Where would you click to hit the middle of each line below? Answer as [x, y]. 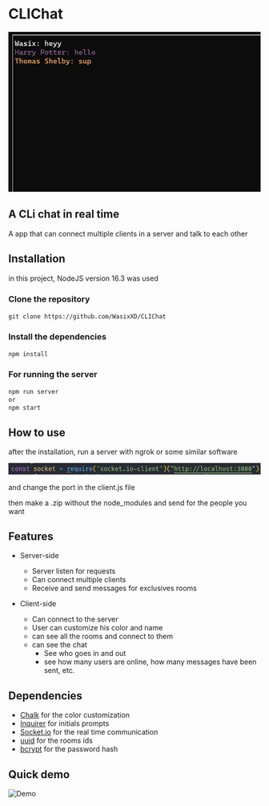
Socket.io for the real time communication [89, 732]
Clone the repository [49, 299]
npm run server [34, 392]
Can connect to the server [75, 619]
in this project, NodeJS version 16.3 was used [83, 278]
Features [31, 536]
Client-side [38, 604]
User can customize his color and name [97, 628]
